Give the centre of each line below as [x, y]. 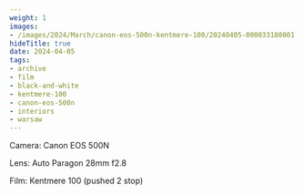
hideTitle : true [40, 43]
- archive [28, 69]
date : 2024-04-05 [42, 52]
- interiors [32, 111]
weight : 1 [28, 18]
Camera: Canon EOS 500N [60, 146]
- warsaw [26, 119]
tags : [20, 60]
